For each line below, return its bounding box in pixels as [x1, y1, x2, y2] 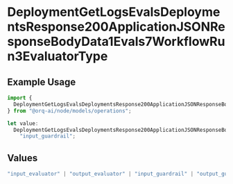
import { [7, 94, 33, 101]
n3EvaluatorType [7, 49, 108, 65]
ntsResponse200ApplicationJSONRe [7, 19, 225, 35]
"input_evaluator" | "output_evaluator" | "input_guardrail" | [7, 171, 194, 178]
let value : [7, 119, 39, 127]
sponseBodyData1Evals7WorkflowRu [7, 34, 225, 49]
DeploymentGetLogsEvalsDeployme [7, 4, 221, 20]
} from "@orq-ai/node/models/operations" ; [7, 107, 132, 115]
